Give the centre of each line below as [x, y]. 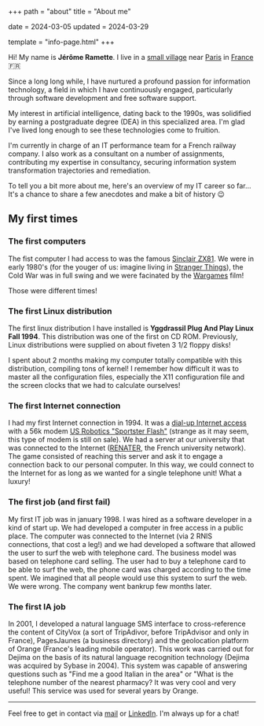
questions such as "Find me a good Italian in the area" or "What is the [121, 674]
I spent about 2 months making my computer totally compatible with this [125, 360]
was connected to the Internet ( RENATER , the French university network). [127, 448]
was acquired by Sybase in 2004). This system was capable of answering [128, 665]
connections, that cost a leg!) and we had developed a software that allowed [132, 544]
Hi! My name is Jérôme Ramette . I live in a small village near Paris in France [131, 57]
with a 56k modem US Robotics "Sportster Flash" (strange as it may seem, [128, 431]
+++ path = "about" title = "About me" [70, 11]
